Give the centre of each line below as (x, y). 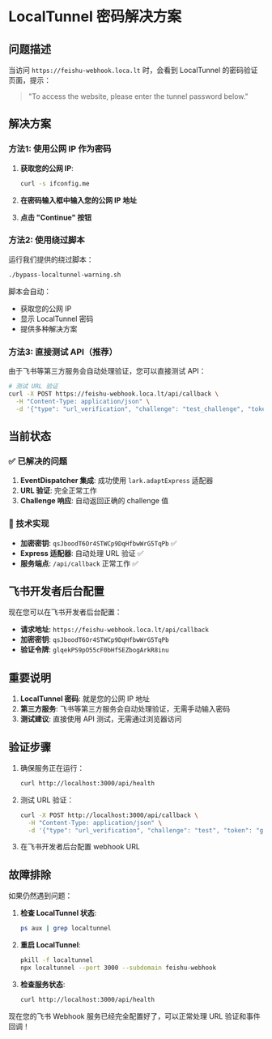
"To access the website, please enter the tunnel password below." (138, 96)
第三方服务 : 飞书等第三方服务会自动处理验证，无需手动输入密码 (125, 709)
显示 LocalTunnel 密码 (57, 319)
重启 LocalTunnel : (50, 945)
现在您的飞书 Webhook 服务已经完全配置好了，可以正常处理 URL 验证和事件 (134, 1016)
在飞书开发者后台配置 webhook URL (80, 847)
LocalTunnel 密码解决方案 (95, 17)
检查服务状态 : (42, 984)
